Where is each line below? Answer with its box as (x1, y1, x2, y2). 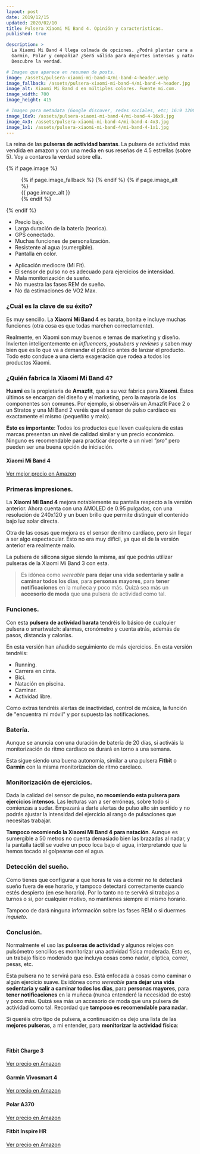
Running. (14, 661, 37, 668)
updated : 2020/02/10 (6, 20, 58, 26)
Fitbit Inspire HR (6, 1128, 47, 1135)
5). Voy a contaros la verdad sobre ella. (6, 153, 102, 161)
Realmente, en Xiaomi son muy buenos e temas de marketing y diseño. (6, 334, 180, 341)
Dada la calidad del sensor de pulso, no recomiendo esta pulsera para (6, 792, 180, 799)
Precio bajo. (14, 218, 45, 226)
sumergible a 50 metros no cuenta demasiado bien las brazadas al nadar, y (6, 835, 190, 842)
